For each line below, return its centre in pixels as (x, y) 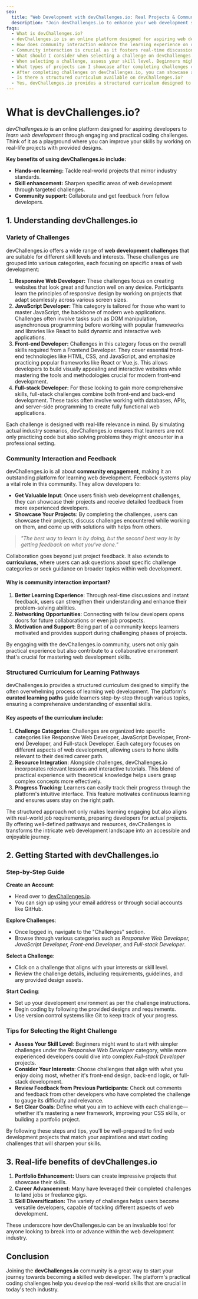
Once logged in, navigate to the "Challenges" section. (80, 932)
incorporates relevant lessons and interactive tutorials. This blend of (97, 768)
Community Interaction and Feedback (61, 458)
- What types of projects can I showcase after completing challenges (100, 67)
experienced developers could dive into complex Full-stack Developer (100, 1056)
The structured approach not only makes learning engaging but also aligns (97, 811)
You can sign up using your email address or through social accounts (98, 902)
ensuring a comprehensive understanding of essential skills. (79, 704)
